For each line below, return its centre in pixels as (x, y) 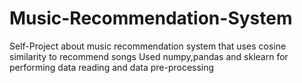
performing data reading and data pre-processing (112, 67)
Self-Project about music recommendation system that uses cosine (148, 46)
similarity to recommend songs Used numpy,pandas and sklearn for (149, 56)
